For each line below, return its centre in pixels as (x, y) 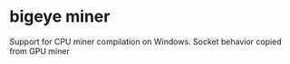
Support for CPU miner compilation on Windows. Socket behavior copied (146, 41)
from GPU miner (39, 50)
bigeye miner (60, 17)
